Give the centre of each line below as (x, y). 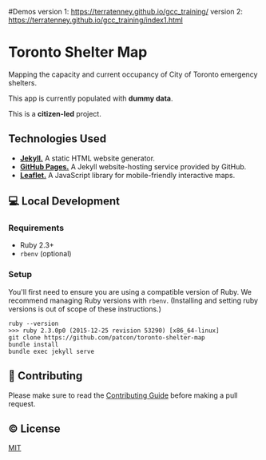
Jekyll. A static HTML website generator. (87, 158)
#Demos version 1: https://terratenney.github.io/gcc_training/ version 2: (126, 12)
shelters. (23, 82)
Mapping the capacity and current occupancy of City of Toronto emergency (133, 74)
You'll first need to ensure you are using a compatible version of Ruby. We (130, 291)
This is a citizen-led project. (55, 113)
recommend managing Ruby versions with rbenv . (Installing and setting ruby (133, 300)
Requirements (36, 228)
